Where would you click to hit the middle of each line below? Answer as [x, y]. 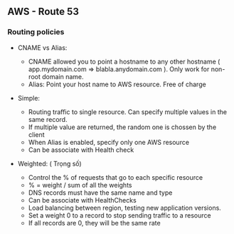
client [36, 134]
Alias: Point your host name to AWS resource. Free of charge [117, 84]
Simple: [29, 98]
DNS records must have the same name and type [100, 193]
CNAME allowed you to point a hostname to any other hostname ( [124, 61]
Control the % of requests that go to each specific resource [116, 177]
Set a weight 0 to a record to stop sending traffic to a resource [119, 215]
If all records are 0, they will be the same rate [95, 223]
